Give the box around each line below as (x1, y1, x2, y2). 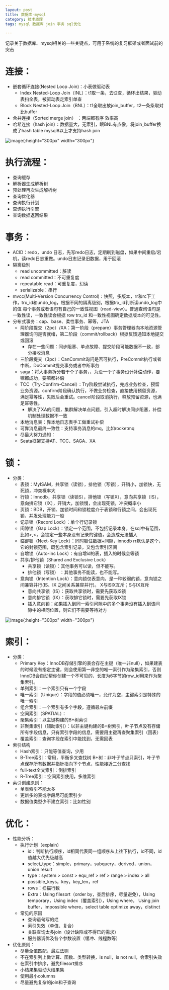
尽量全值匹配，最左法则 (20, 948, 69, 954)
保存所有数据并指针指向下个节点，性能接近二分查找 (24, 761, 131, 767)
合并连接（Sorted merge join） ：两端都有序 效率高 (12, 115, 119, 121)
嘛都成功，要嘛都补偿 (20, 375, 64, 381)
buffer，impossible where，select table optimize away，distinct (27, 903, 160, 910)
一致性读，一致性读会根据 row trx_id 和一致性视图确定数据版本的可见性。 (12, 312, 163, 318)
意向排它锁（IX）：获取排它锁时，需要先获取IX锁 (27, 595, 127, 600)
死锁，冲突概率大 (20, 487, 56, 493)
